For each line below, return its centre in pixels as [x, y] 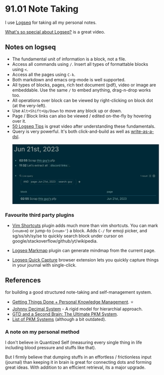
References [23, 280]
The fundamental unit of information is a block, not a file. [69, 59]
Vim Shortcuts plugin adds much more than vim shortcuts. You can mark [85, 225]
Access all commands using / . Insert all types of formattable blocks [80, 64]
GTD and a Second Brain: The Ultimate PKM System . [65, 314]
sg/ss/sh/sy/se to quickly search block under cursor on [68, 236]
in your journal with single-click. [44, 265]
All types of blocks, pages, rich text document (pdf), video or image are [84, 85]
